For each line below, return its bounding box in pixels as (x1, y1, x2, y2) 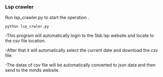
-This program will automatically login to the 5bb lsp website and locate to (5, 33, 154, 39)
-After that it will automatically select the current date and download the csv (5, 48, 158, 53)
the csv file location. (5, 38, 46, 44)
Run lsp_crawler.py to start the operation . (5, 15, 90, 21)
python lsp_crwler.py (5, 24, 49, 29)
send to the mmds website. (5, 67, 60, 73)
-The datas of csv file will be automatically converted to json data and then (5, 62, 156, 68)
